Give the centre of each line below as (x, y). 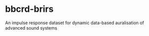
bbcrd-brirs (30, 9)
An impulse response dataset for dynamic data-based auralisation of (74, 23)
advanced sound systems (31, 28)
